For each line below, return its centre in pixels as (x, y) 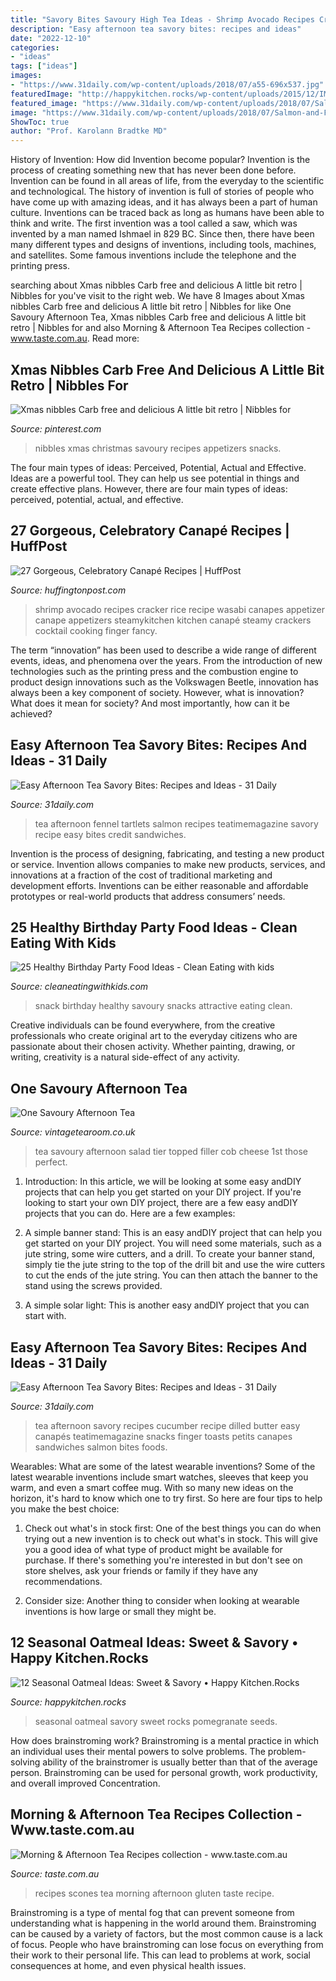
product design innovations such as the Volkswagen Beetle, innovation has (164, 682)
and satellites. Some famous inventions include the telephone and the (153, 255)
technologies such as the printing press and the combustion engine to (154, 671)
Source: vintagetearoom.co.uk (73, 1132)
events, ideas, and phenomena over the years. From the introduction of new (166, 660)
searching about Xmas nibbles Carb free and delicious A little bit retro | (156, 285)
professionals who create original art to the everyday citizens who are (154, 1036)
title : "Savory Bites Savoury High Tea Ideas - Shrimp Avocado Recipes (162, 19)
